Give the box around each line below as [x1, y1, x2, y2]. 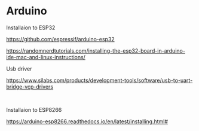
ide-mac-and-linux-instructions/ [6, 53, 85, 60]
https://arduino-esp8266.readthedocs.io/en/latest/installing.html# [6, 118, 169, 125]
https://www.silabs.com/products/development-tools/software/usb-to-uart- [6, 77, 193, 84]
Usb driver [6, 65, 32, 72]
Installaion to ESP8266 [6, 106, 62, 113]
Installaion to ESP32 [6, 24, 56, 31]
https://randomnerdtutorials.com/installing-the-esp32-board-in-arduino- [6, 47, 185, 54]
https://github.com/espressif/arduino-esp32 [6, 35, 115, 42]
